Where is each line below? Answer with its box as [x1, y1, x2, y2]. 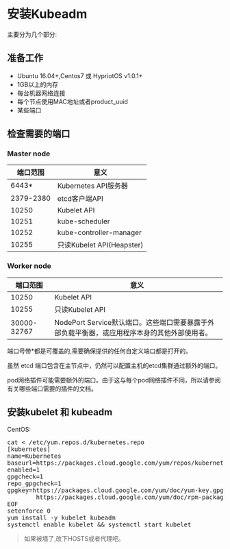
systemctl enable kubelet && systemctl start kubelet [7, 520, 192, 528]
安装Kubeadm [7, 6, 88, 22]
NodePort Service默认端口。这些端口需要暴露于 [54, 317, 208, 327]
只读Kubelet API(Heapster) [57, 241, 144, 250]
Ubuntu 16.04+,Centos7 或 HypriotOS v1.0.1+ [16, 71, 143, 80]
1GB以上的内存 [16, 80, 59, 88]
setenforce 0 [7, 507, 51, 515]
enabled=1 [7, 465, 40, 474]
